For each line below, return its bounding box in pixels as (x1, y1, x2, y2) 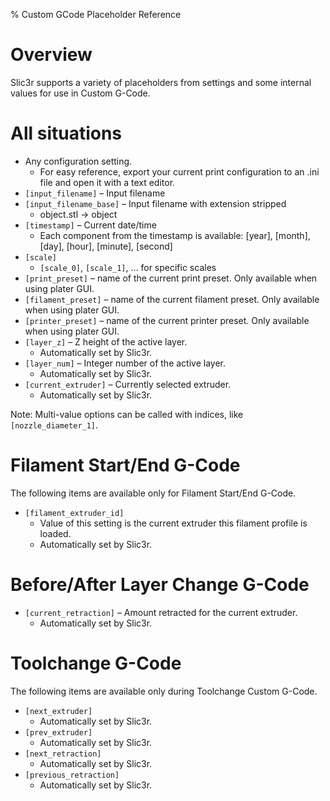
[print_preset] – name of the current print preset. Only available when (24, 272, 318, 284)
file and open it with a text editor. (39, 176, 176, 188)
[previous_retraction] (24, 770, 120, 780)
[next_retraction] (24, 749, 102, 759)
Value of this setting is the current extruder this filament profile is (39, 517, 308, 529)
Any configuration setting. (24, 155, 133, 167)
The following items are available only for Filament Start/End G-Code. (10, 487, 297, 499)
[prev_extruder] (24, 727, 93, 738)
